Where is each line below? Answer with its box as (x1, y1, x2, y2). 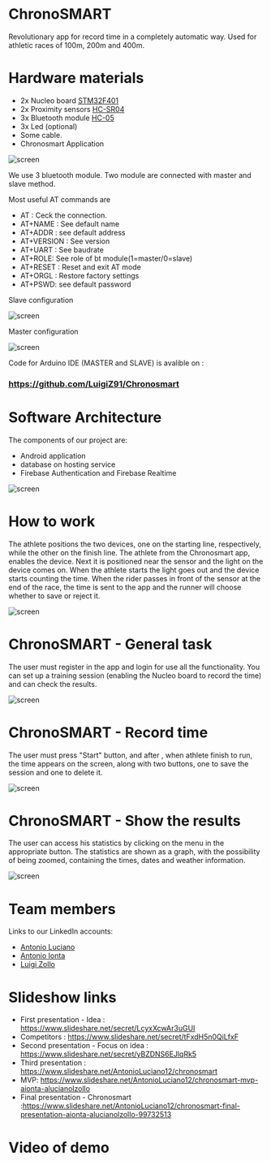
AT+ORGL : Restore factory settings (19, 270, 140, 280)
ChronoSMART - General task (8, 635, 213, 654)
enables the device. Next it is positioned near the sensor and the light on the (8, 556, 264, 566)
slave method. (8, 179, 56, 188)
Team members (8, 900, 116, 918)
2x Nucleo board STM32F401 (19, 95, 119, 106)
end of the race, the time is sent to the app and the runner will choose (8, 582, 242, 592)
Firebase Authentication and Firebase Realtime (19, 468, 177, 477)
